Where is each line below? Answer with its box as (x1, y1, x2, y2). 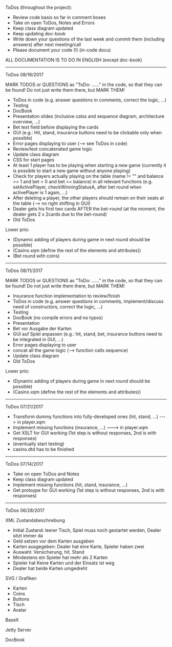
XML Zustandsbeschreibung (5, 517, 65, 523)
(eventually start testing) (12, 441, 64, 447)
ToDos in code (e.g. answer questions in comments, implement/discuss (12, 298, 164, 304)
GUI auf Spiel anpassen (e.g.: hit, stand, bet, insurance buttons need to (12, 331, 163, 337)
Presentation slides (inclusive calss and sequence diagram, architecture (12, 113, 165, 119)
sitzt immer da (12, 533, 44, 538)
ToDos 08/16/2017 (5, 72, 44, 77)
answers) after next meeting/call (12, 41, 81, 48)
